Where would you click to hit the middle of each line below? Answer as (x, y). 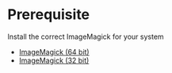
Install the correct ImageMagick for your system (86, 36)
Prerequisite (49, 15)
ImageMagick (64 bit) (54, 52)
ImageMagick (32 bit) (54, 60)
